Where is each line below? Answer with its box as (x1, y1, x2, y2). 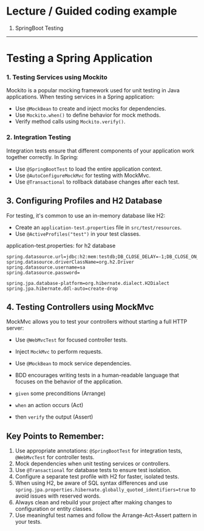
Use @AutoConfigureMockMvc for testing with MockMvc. (15, 171, 151, 179)
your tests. (15, 518, 42, 526)
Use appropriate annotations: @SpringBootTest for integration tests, (15, 447, 183, 454)
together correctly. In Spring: (6, 153, 79, 160)
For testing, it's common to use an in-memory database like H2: (6, 211, 166, 219)
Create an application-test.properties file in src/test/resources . (15, 224, 182, 231)
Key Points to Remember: (6, 431, 104, 441)
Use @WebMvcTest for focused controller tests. (15, 336, 127, 344)
